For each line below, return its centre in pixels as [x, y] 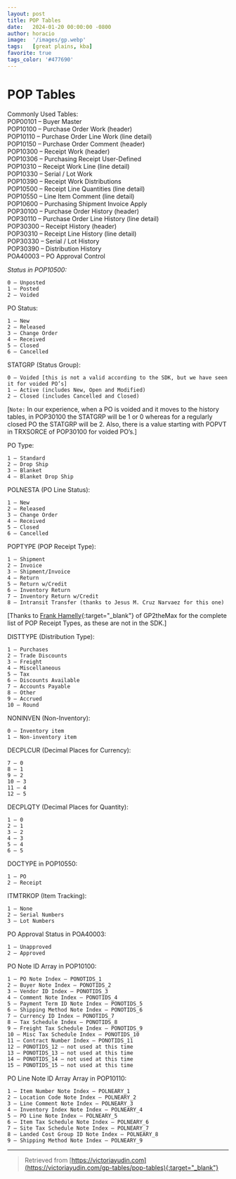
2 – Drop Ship [28, 464]
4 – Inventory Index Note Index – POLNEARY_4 [75, 1109]
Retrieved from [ [48, 1160]
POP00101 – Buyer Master [45, 121]
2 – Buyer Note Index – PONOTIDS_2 [59, 985]
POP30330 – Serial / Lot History [53, 241]
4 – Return [23, 578]
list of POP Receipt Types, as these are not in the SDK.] [87, 623]
